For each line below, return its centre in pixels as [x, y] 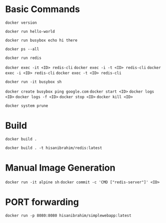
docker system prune [27, 106]
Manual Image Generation [60, 168]
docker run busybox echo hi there [41, 40]
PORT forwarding [42, 202]
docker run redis [23, 58]
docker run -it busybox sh [33, 82]
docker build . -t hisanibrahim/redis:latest [54, 148]
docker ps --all [22, 49]
